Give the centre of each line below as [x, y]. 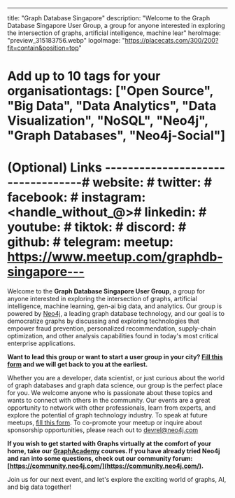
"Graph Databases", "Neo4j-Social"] [116, 136]
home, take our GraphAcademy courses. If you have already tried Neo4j [114, 451]
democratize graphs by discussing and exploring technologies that [103, 321]
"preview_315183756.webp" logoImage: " [66, 40]
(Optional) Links [55, 168]
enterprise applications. [41, 343]
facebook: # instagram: [77, 198]
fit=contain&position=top [43, 48]
